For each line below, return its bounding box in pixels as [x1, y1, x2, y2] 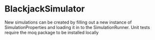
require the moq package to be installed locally [4, 29, 99, 35]
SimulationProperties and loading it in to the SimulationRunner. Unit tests [4, 24, 150, 30]
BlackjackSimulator [4, 3, 85, 14]
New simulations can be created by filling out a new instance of [4, 19, 132, 25]
